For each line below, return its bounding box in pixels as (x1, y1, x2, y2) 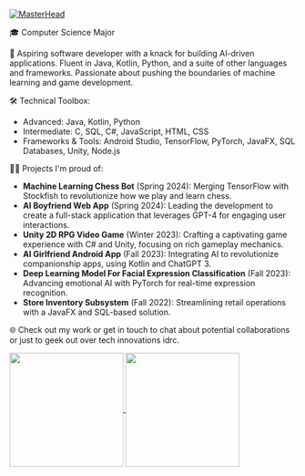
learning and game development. (9, 78, 134, 88)
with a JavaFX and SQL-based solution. (22, 306, 171, 317)
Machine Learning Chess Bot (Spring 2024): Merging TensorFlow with (22, 181, 290, 191)
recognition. (22, 287, 68, 298)
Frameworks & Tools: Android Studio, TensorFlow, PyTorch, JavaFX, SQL (22, 136, 296, 146)
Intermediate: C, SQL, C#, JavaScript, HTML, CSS (22, 126, 209, 137)
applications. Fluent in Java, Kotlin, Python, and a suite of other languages (9, 57, 288, 68)
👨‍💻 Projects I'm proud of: (9, 163, 104, 173)
